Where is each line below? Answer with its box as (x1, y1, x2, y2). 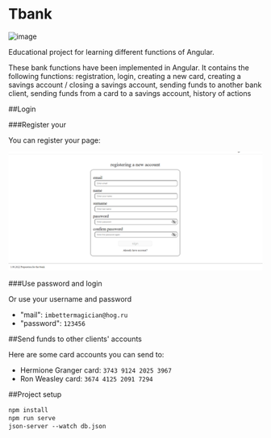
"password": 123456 (19, 319, 86, 328)
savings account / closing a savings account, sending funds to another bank (8, 80, 262, 90)
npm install (8, 407, 48, 415)
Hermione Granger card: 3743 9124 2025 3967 (19, 365, 172, 375)
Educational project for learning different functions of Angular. (8, 47, 215, 56)
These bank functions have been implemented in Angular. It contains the (8, 62, 250, 73)
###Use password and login (8, 279, 102, 289)
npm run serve (8, 415, 56, 423)
